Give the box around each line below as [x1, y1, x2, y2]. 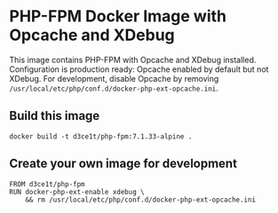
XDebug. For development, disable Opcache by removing [9, 73, 219, 83]
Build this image [9, 108, 100, 123]
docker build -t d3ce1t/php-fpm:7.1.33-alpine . [9, 131, 193, 141]
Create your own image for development [9, 156, 238, 171]
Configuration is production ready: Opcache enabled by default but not [9, 64, 269, 75]
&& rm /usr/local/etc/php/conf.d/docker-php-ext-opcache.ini [25, 195, 256, 204]
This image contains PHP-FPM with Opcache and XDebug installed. [9, 54, 257, 65]
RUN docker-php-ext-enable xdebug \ [9, 187, 145, 196]
